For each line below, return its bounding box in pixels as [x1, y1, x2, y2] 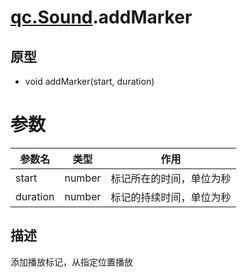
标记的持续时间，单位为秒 [110, 190, 232, 204]
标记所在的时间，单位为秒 [110, 171, 232, 185]
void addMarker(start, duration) [24, 76, 155, 87]
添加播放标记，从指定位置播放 [10, 256, 133, 268]
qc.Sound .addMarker [10, 6, 193, 29]
